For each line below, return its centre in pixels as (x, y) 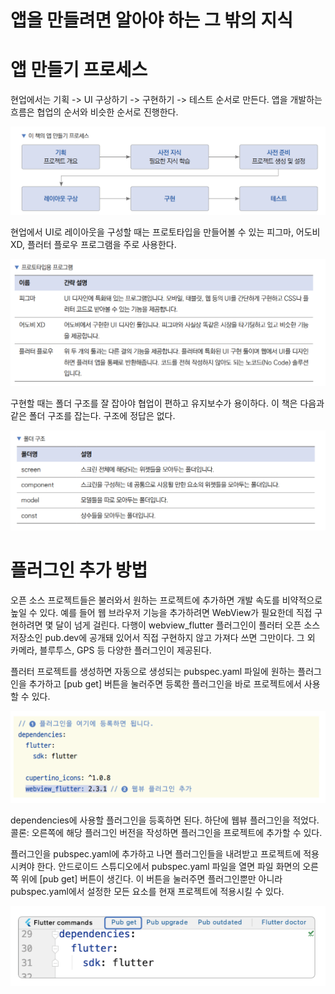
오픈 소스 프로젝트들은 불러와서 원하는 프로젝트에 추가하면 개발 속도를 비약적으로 (166, 600)
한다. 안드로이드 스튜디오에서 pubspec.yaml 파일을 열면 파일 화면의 (168, 867)
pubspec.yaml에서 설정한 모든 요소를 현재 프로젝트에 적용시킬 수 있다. (147, 892)
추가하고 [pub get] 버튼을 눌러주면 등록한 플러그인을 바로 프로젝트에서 (165, 683)
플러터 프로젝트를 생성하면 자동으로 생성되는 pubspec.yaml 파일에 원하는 (153, 671)
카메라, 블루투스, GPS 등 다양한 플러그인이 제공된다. (111, 650)
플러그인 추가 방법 (79, 570)
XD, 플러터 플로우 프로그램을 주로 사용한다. (93, 245)
